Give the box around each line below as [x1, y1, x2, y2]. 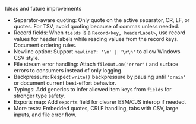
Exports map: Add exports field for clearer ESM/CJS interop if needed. [13, 98, 186, 106]
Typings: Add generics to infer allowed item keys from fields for [13, 86, 172, 93]
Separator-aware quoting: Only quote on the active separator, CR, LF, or [13, 17, 190, 23]
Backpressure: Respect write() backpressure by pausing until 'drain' [13, 74, 186, 80]
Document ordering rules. [13, 42, 77, 49]
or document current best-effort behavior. [13, 80, 116, 87]
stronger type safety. [13, 92, 65, 99]
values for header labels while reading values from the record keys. [13, 36, 179, 42]
